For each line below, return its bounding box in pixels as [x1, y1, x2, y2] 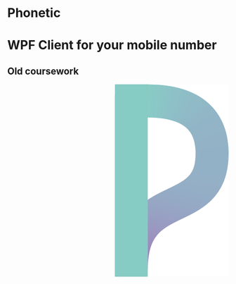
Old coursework [7, 65, 79, 77]
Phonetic [7, 5, 61, 21]
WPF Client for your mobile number [7, 37, 217, 54]
